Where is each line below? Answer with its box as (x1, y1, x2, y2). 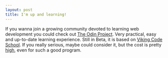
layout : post (5, 7, 33, 12)
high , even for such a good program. (5, 47, 82, 53)
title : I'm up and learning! (5, 12, 67, 17)
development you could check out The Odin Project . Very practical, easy (5, 31, 157, 37)
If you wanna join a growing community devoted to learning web (5, 25, 139, 31)
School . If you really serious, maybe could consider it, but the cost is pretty (5, 41, 162, 47)
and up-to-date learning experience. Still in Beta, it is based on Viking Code (5, 36, 163, 42)
